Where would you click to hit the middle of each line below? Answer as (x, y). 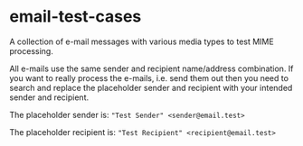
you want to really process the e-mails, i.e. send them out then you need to (149, 78)
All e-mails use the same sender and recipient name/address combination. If (151, 68)
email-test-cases (76, 17)
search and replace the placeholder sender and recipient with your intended (151, 87)
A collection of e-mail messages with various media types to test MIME (142, 41)
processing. (32, 50)
